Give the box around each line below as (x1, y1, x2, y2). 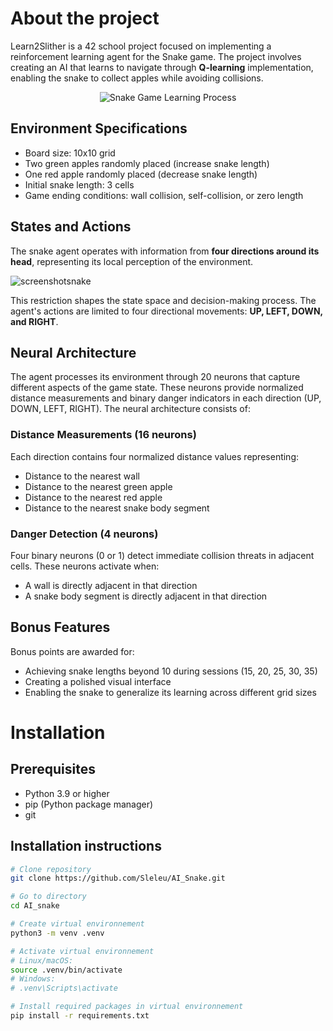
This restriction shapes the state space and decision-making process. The (10, 294, 317, 306)
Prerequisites (10, 761, 96, 778)
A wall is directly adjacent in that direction (24, 579, 198, 591)
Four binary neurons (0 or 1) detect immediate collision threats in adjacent (10, 549, 315, 561)
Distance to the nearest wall (24, 470, 140, 482)
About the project (10, 7, 160, 30)
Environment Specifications (10, 120, 188, 137)
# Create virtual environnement (10, 919, 145, 929)
